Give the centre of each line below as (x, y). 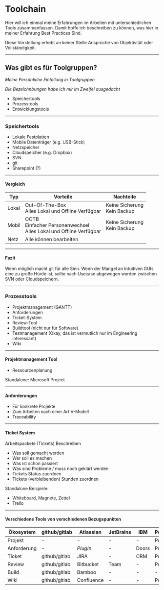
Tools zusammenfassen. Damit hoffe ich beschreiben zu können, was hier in (82, 27)
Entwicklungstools (31, 109)
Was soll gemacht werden (38, 453)
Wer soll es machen (32, 458)
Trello (18, 503)
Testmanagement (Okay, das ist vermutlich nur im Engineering (75, 333)
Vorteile (63, 197)
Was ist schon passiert (35, 464)
